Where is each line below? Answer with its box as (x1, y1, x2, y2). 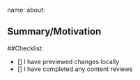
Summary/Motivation (7, 26, 102, 37)
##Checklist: (7, 44, 44, 52)
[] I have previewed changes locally (17, 57, 120, 66)
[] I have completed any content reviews (17, 65, 133, 73)
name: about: (7, 6, 45, 14)
